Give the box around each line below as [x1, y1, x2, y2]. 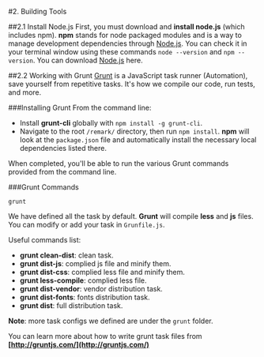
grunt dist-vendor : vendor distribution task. [19, 284, 164, 293]
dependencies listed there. [19, 144, 107, 152]
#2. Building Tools [8, 7, 67, 16]
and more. [8, 88, 42, 97]
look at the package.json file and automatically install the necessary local [19, 135, 257, 145]
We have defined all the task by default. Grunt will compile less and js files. [8, 212, 255, 220]
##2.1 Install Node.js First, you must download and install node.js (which [8, 22, 245, 31]
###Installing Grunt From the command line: [8, 103, 152, 112]
